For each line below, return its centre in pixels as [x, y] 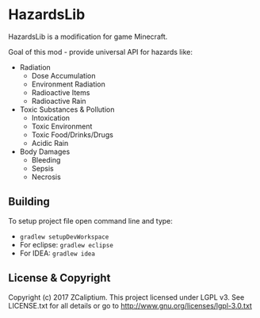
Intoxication [50, 117]
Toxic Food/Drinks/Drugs [72, 134]
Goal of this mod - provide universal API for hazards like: [100, 52]
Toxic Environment [62, 126]
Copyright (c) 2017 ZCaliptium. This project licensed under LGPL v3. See [126, 297]
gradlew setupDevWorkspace [64, 237]
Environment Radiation [68, 84]
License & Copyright [59, 278]
